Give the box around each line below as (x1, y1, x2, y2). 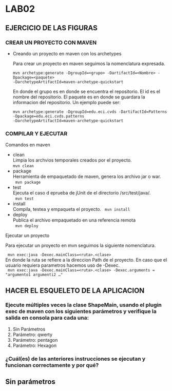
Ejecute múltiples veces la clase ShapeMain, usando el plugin (5, 301, 162, 308)
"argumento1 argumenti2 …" (5, 272, 63, 278)
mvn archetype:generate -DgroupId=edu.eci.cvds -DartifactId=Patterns (12, 109, 167, 114)
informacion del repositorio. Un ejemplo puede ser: (12, 99, 121, 105)
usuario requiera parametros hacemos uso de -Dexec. (5, 262, 120, 268)
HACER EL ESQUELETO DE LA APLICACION (5, 286, 145, 295)
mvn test (15, 196, 34, 202)
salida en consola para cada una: (5, 314, 89, 321)
